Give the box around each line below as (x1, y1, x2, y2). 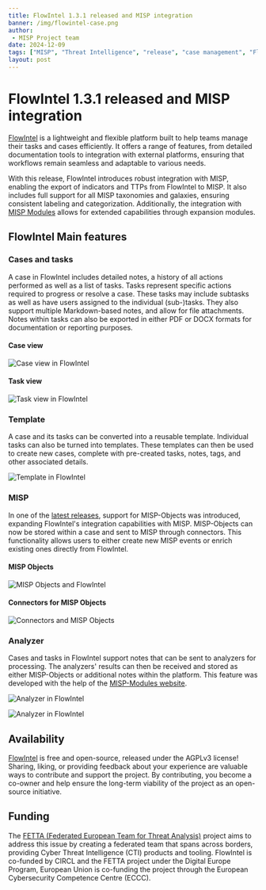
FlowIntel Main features (8, 231, 127, 244)
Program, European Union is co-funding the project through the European (8, 865, 249, 874)
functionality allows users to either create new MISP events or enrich (8, 536, 233, 545)
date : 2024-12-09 (8, 41, 66, 49)
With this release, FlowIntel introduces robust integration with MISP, (8, 174, 230, 183)
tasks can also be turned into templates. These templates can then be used (8, 441, 254, 450)
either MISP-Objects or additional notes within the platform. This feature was (8, 670, 258, 680)
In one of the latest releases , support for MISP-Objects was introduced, (8, 510, 241, 520)
